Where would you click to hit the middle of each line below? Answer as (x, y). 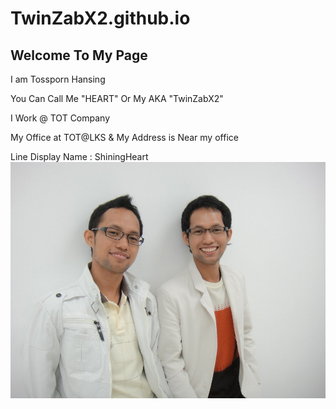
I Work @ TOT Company (60, 118)
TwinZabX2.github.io (100, 18)
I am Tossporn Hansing (58, 79)
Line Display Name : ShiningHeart (79, 156)
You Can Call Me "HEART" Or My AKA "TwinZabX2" (117, 98)
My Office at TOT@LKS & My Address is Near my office (124, 137)
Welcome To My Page (79, 55)
